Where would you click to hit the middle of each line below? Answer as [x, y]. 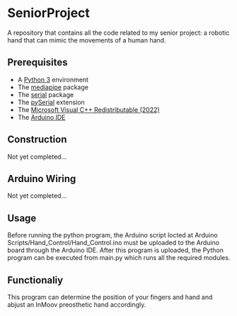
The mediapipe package [53, 87]
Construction [37, 140]
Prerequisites [37, 63]
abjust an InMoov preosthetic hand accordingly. [77, 305]
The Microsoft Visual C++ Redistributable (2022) [89, 109]
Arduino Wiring [42, 179]
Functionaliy [35, 280]
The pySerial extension [51, 102]
